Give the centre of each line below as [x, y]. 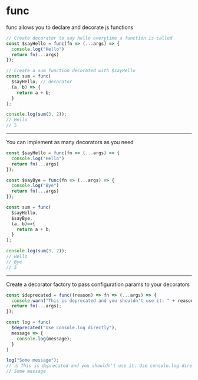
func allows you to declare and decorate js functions [70, 27]
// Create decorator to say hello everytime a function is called [89, 38]
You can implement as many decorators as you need [70, 142]
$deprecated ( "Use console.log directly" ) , [64, 328]
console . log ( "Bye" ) [35, 186]
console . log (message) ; [44, 339]
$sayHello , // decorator [42, 82]
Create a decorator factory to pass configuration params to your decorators [98, 284]
